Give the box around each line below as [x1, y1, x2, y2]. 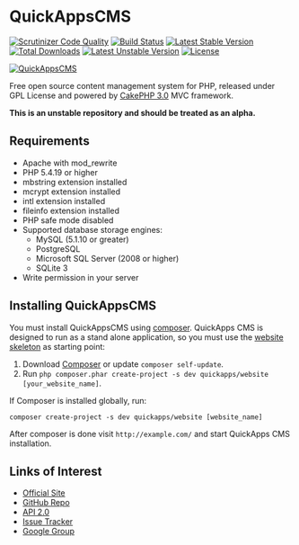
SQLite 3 [35, 263, 68, 273]
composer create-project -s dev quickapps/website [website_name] [9, 412, 263, 422]
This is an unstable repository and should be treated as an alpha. [9, 107, 256, 118]
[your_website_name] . [22, 378, 101, 389]
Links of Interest [9, 463, 102, 478]
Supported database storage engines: [22, 224, 163, 235]
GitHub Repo [22, 497, 70, 508]
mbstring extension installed [22, 176, 128, 187]
